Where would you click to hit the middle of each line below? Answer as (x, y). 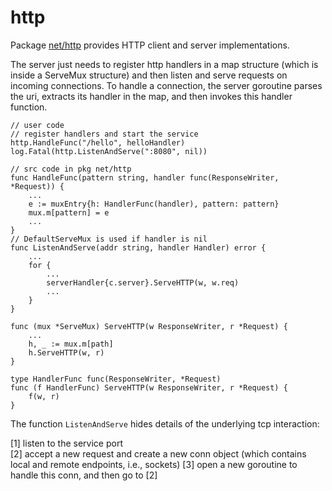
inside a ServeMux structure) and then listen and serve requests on (149, 75)
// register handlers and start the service (104, 134)
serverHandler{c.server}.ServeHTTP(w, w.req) (143, 282)
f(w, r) (44, 396)
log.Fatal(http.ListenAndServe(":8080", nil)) (109, 151)
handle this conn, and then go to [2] (84, 475)
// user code (37, 125)
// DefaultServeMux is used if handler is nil (109, 239)
